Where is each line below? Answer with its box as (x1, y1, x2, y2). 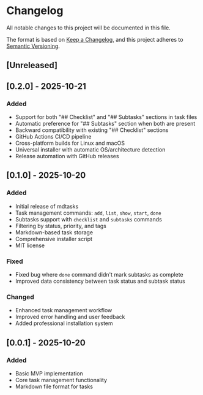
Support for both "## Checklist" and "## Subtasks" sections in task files (15, 113, 197, 121)
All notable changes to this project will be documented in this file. (6, 24, 171, 31)
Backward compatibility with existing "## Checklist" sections (15, 126, 169, 134)
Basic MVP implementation (15, 369, 84, 377)
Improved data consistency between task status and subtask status (15, 277, 185, 285)
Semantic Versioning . (6, 42, 60, 50)
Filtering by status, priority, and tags (15, 222, 107, 229)
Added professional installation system (15, 320, 113, 327)
